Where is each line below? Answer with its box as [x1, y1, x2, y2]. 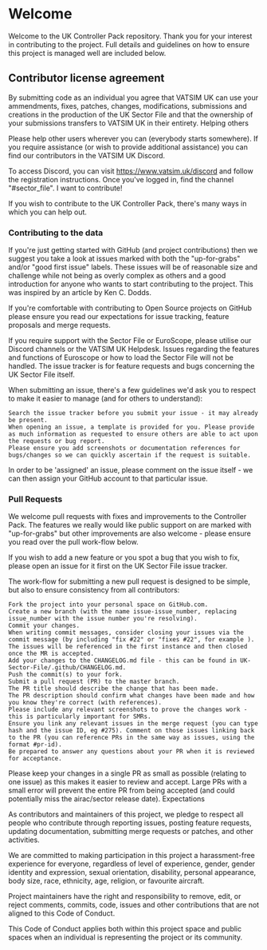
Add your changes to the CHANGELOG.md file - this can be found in [8, 657, 238, 665]
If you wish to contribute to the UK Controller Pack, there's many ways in [8, 198, 247, 208]
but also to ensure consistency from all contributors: [8, 585, 180, 595]
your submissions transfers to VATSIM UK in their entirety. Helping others [8, 118, 249, 128]
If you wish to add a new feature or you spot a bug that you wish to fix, [8, 553, 241, 562]
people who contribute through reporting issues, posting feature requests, [8, 818, 252, 828]
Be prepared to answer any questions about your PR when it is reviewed [8, 748, 255, 756]
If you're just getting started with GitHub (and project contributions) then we [8, 245, 258, 255]
